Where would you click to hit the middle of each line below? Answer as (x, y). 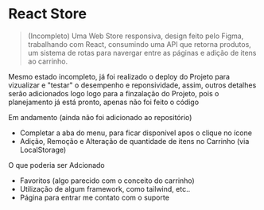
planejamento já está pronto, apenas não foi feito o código (104, 102)
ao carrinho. (48, 61)
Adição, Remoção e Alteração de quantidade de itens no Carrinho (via (134, 141)
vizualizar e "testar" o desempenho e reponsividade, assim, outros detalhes (132, 85)
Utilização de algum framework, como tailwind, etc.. (105, 189)
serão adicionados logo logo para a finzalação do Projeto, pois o (114, 93)
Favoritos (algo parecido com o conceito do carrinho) (107, 181)
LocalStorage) (43, 150)
